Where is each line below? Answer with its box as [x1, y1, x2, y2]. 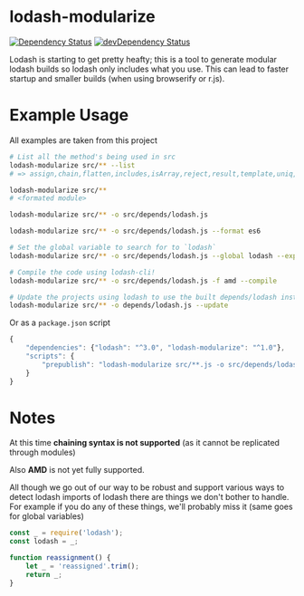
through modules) [9, 447, 76, 458]
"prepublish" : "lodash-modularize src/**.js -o [42, 360, 224, 369]
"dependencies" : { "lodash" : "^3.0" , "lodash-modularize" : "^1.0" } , [25, 343, 285, 352]
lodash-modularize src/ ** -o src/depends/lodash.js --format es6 [9, 226, 261, 236]
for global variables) [9, 511, 84, 522]
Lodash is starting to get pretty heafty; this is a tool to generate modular [9, 53, 278, 64]
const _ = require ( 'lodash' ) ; [9, 528, 124, 538]
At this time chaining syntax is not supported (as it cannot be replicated [9, 437, 280, 448]
